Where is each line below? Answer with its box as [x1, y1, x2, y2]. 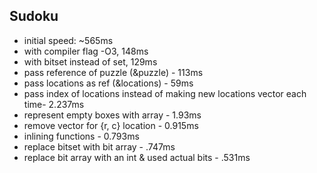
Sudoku [9, 8, 59, 25]
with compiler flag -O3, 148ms [23, 45, 149, 57]
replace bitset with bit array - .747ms [23, 140, 176, 153]
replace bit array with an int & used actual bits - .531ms [23, 151, 251, 163]
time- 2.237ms [23, 98, 85, 110]
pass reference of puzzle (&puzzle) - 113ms [23, 66, 204, 78]
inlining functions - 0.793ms [23, 130, 140, 142]
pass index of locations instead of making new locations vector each [23, 87, 307, 99]
